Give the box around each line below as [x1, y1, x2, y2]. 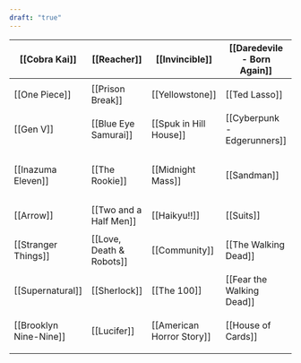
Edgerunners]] [225, 134, 288, 146]
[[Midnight [150, 163, 196, 176]
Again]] [239, 64, 273, 76]
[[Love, [90, 232, 122, 245]
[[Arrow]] [13, 209, 54, 221]
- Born [241, 53, 271, 65]
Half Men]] [90, 214, 137, 227]
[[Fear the [225, 272, 267, 285]
